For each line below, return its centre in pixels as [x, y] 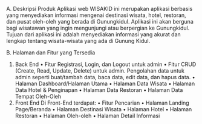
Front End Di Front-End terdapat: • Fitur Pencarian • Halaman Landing [102, 103]
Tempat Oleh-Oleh [38, 96]
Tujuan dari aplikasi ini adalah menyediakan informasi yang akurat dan [94, 34]
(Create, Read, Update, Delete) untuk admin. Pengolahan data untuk [99, 71]
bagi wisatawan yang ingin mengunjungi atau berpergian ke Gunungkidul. [98, 28]
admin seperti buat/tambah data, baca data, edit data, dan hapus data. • [105, 77]
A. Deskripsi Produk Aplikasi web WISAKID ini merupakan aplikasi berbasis [99, 9]
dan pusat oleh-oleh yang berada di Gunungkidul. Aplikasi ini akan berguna [100, 21]
